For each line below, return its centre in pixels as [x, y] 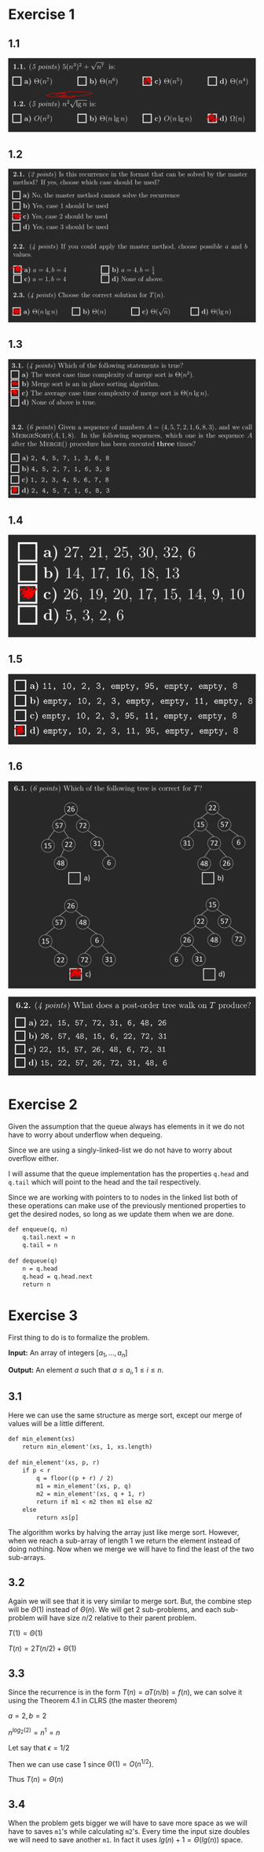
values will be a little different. [56, 1424]
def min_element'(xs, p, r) [54, 1463]
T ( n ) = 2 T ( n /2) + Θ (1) [42, 1649]
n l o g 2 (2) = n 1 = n [34, 1732]
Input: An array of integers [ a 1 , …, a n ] [68, 1354]
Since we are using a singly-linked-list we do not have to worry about [120, 1150]
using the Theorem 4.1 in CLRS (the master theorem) [93, 1701]
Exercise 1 [42, 15]
